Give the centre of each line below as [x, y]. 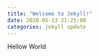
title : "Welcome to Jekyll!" [50, 14]
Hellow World [27, 47]
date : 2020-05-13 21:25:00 [47, 20]
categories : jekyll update [47, 27]
